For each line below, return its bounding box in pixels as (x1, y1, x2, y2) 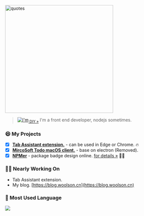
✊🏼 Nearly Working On (5, 165, 60, 172)
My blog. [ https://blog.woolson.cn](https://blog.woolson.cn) (12, 182, 135, 188)
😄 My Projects (5, 130, 41, 137)
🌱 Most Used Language (5, 194, 62, 201)
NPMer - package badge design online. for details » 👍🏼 (12, 153, 125, 159)
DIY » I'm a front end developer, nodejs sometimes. (29, 117, 132, 124)
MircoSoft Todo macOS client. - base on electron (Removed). (12, 147, 139, 153)
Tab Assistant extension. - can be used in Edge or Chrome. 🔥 (12, 142, 139, 147)
